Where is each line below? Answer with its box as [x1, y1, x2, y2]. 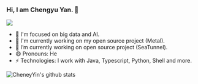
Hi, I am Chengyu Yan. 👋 [6, 5, 79, 14]
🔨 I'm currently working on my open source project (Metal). [15, 37, 166, 44]
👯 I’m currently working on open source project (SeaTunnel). [15, 44, 168, 51]
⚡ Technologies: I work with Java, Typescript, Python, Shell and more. [15, 57, 192, 65]
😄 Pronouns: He [15, 50, 57, 57]
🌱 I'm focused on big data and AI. [15, 30, 100, 38]
